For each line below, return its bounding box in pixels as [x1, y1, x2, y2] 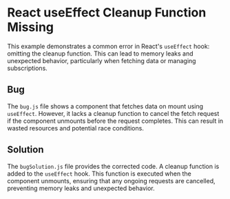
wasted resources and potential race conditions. [7, 124, 145, 132]
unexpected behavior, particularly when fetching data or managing [7, 56, 196, 65]
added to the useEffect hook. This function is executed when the [7, 169, 191, 178]
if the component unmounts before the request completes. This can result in [7, 117, 224, 125]
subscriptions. [7, 64, 48, 72]
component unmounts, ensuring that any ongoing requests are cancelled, [7, 176, 216, 185]
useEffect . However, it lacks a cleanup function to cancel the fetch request [7, 109, 220, 117]
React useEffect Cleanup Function [7, 5, 207, 21]
